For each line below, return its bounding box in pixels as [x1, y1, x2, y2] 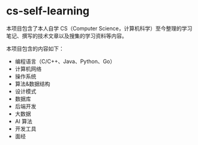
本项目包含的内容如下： [6, 45, 64, 52]
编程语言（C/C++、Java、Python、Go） [14, 58, 116, 65]
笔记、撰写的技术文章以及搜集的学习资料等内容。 [6, 32, 127, 40]
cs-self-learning [6, 4, 90, 18]
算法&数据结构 [14, 80, 50, 87]
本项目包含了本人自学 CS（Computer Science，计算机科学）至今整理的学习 [6, 25, 193, 32]
